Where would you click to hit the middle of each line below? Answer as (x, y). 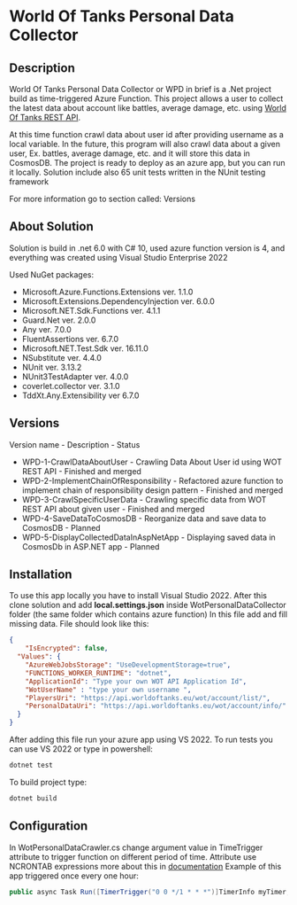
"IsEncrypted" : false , (67, 649)
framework (29, 182)
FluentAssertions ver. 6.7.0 (70, 339)
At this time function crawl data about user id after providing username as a (147, 134)
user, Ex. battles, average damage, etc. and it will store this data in (129, 153)
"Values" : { (39, 657)
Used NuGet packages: (52, 274)
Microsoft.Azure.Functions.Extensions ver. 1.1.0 (107, 292)
